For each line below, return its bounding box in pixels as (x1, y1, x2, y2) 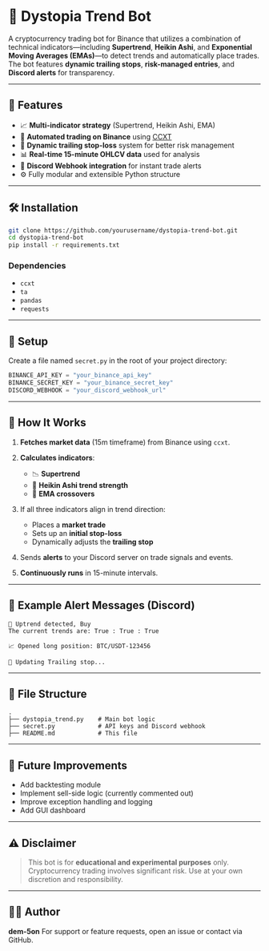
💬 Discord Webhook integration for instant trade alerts (19, 160, 202, 171)
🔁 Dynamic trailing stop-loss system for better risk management (19, 140, 235, 150)
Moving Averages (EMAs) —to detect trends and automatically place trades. (8, 50, 260, 60)
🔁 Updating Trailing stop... (8, 658, 106, 666)
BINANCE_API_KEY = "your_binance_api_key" (8, 372, 152, 380)
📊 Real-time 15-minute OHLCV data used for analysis (19, 149, 200, 159)
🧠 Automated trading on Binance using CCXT (19, 131, 172, 141)
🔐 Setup (8, 334, 49, 348)
